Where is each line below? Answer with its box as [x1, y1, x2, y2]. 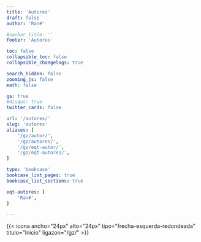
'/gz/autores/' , [17, 138, 59, 145]
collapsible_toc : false [6, 54, 67, 60]
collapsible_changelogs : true [6, 59, 84, 66]
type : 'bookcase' [6, 167, 51, 173]
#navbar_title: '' [6, 31, 53, 37]
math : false [6, 82, 37, 88]
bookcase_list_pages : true [6, 172, 75, 178]
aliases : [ [6, 127, 34, 133]
